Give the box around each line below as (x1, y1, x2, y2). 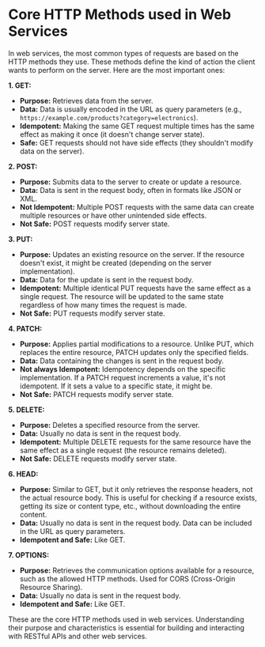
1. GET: (8, 81, 32, 90)
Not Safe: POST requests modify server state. (19, 219, 170, 229)
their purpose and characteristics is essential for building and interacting (8, 622, 245, 632)
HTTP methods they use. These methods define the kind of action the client (8, 57, 256, 66)
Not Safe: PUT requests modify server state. (19, 308, 165, 318)
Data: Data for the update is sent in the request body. (19, 274, 194, 284)
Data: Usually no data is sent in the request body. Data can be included (19, 518, 252, 528)
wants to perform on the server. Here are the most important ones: (8, 65, 225, 74)
